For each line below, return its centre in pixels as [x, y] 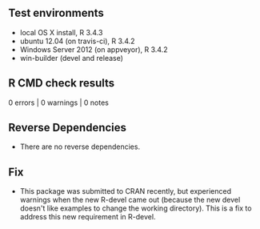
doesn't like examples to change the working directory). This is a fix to [136, 208]
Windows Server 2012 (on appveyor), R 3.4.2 [94, 49]
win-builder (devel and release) [72, 58]
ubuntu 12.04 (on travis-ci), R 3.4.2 [77, 41]
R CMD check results [62, 83]
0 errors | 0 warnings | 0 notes [59, 102]
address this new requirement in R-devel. [88, 217]
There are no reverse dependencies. [80, 147]
